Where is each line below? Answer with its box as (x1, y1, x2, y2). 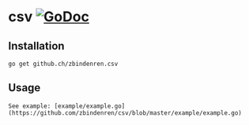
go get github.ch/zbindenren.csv (8, 60, 119, 68)
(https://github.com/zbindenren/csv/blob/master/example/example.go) (8, 108, 243, 117)
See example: (8, 102, 51, 110)
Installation (8, 39, 65, 53)
